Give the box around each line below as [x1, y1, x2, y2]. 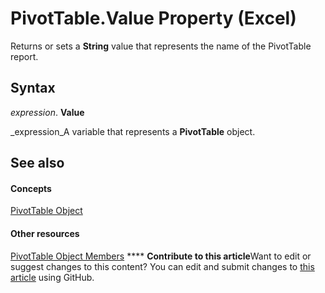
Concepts [10, 182, 52, 194]
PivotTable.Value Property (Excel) [10, 7, 297, 30]
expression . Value [10, 106, 85, 118]
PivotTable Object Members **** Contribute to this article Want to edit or [10, 250, 312, 262]
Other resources [10, 227, 80, 239]
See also [10, 155, 65, 172]
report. [10, 50, 39, 62]
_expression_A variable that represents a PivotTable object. [10, 125, 256, 137]
